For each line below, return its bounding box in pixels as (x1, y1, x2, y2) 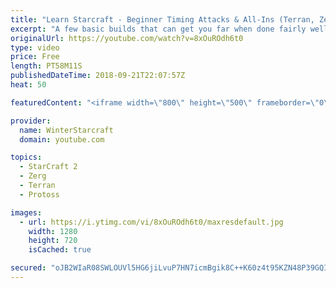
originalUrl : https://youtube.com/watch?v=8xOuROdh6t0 (10, 33, 244, 43)
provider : (10, 116, 52, 126)
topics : (10, 152, 43, 163)
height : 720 (28, 236, 78, 246)
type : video (10, 42, 60, 53)
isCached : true (28, 245, 92, 255)
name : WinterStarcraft (19, 125, 114, 135)
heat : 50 (10, 80, 47, 90)
